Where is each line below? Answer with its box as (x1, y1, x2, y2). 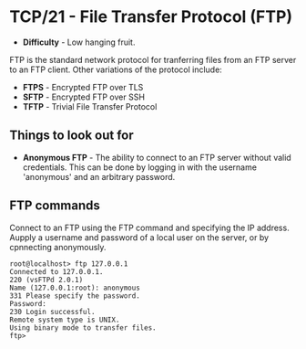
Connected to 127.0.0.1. (9, 267, 104, 276)
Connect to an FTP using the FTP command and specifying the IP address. (9, 222, 290, 233)
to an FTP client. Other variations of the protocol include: (9, 64, 223, 75)
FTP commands (9, 198, 100, 214)
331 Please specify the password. (9, 291, 141, 301)
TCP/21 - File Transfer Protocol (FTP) (9, 6, 293, 27)
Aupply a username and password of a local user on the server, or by (9, 231, 270, 243)
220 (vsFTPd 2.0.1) (9, 275, 84, 284)
